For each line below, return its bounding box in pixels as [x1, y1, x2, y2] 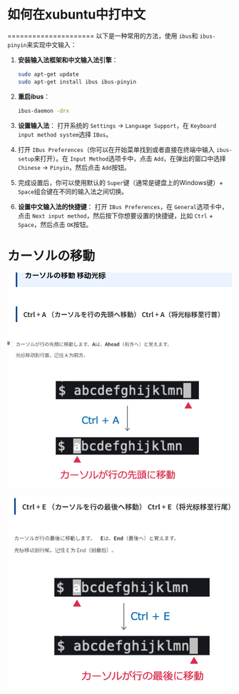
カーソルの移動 [7, 248, 96, 264]
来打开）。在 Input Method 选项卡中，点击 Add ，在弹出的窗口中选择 [34, 154, 226, 163]
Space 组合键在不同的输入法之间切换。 [17, 187, 128, 196]
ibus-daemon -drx [17, 107, 70, 114]
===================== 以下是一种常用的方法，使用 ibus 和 [7, 31, 198, 40]
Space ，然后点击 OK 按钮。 [17, 220, 93, 228]
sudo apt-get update [17, 71, 79, 78]
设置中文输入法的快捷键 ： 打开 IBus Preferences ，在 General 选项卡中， [17, 202, 228, 211]
